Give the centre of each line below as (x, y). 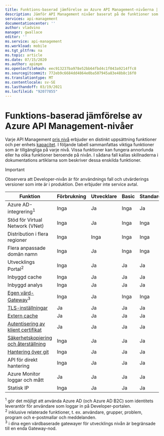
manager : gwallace (24, 32)
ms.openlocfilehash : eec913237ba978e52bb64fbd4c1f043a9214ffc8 (71, 69)
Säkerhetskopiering (30, 338)
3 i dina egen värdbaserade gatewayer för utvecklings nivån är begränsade (80, 423)
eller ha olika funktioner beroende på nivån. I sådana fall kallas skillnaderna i (82, 155)
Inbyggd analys (25, 285)
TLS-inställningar (28, 308)
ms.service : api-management (34, 42)
